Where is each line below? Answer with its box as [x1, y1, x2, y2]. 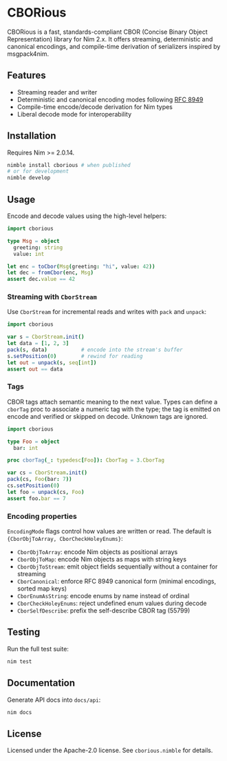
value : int [13, 250, 45, 257]
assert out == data [7, 366, 63, 373]
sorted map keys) [17, 584, 67, 593]
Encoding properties [7, 511, 77, 521]
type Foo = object [7, 438, 60, 445]
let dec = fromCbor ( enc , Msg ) [7, 269, 94, 277]
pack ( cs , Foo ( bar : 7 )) [7, 476, 72, 483]
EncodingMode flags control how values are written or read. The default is [7, 527, 212, 535]
